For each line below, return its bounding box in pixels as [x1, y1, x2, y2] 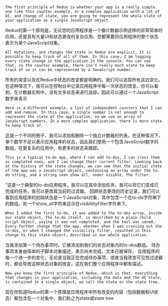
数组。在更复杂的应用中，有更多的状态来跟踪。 [5, 145, 101, 151]
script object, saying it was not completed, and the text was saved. [5, 219, 155, 224]
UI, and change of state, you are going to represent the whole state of [5, 14, 162, 19]
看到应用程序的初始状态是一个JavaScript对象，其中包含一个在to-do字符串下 [5, 194, 161, 200]
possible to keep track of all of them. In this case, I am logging [5, 54, 151, 59]
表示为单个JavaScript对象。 [5, 40, 62, 46]
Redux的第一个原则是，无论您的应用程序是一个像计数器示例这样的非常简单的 [5, 28, 163, 33]
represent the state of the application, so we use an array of [5, 114, 142, 119]
